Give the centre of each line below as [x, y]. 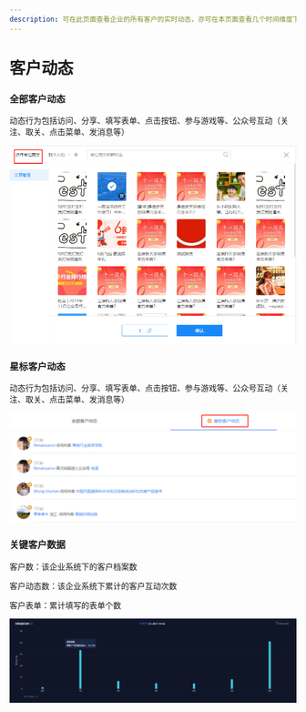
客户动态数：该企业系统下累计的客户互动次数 [93, 585]
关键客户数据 [38, 544]
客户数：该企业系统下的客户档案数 [73, 566]
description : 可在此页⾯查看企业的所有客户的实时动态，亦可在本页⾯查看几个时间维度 [151, 19]
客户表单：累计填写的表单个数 [65, 605]
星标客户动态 [38, 366]
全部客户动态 [38, 98]
